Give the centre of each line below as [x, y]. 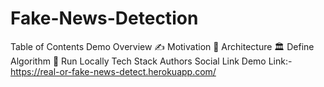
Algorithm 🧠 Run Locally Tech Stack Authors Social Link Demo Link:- [151, 61]
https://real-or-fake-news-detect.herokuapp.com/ [113, 71]
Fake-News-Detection [104, 18]
